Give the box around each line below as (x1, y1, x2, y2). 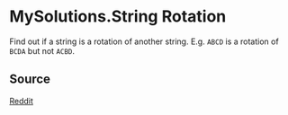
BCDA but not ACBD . (9, 45, 75, 56)
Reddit (9, 95, 34, 106)
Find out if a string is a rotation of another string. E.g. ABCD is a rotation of (9, 36, 279, 47)
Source (9, 72, 51, 87)
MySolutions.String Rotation (9, 6, 227, 27)
